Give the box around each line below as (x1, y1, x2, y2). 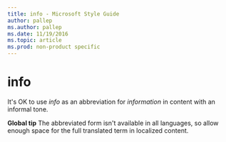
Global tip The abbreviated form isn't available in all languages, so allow (7, 119, 219, 127)
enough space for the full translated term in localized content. (7, 126, 189, 135)
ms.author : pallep (7, 23, 62, 31)
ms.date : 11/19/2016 (7, 30, 69, 38)
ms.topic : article (7, 37, 62, 44)
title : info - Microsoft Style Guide (7, 10, 120, 18)
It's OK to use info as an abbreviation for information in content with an (7, 97, 216, 106)
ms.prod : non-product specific (7, 43, 101, 50)
